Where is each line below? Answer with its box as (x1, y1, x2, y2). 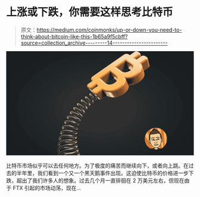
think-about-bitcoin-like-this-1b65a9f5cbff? (20, 33, 128, 40)
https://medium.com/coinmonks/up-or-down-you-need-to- (36, 26, 182, 33)
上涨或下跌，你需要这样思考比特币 (6, 5, 174, 19)
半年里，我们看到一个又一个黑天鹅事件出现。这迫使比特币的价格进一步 (16, 170, 189, 177)
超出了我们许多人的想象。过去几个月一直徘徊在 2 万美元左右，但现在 (16, 177, 185, 185)
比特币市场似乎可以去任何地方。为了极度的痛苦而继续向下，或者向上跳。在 (6, 162, 189, 170)
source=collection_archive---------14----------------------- (20, 39, 168, 46)
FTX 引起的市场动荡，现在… (12, 185, 82, 192)
